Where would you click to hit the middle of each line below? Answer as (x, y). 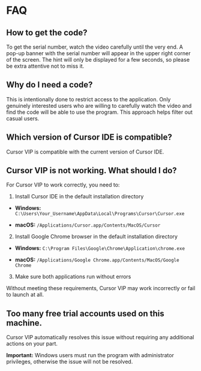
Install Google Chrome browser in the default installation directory (96, 237)
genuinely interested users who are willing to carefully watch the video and (99, 105)
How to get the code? (47, 33)
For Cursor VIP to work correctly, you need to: (63, 185)
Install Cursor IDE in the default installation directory (79, 197)
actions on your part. (32, 344)
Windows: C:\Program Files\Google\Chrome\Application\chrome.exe (100, 248)
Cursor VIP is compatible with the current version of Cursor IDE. (85, 152)
